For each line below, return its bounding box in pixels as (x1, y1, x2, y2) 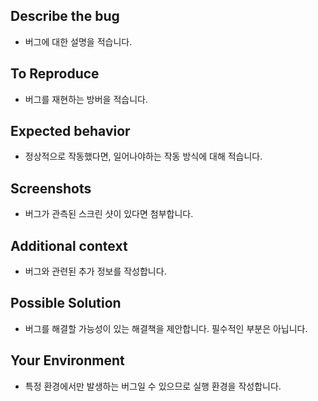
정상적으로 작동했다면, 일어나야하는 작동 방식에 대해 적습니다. (24, 150, 263, 163)
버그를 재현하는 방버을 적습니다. (24, 93, 148, 105)
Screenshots (10, 180, 92, 197)
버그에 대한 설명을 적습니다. (24, 35, 133, 48)
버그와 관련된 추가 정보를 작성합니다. (24, 265, 167, 278)
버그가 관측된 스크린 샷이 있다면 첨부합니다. (24, 208, 194, 220)
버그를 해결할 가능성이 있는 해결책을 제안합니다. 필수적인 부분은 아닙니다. (24, 322, 308, 334)
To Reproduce (10, 65, 100, 83)
